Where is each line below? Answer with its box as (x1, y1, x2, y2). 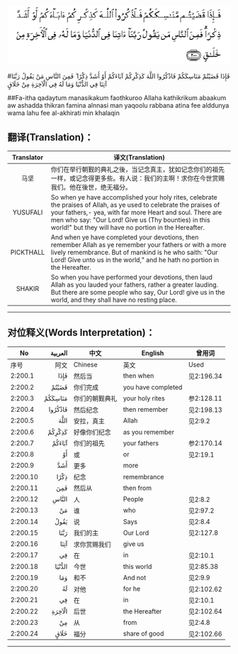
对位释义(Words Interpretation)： (7, 327, 156, 339)
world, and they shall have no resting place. (50, 295, 177, 304)
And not (123, 573, 147, 582)
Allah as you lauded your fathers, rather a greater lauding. (50, 280, 218, 289)
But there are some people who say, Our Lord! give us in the (50, 288, 225, 297)
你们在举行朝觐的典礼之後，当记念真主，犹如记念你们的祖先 (50, 165, 225, 173)
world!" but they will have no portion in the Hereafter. (50, 223, 205, 231)
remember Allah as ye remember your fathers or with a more (50, 241, 227, 249)
